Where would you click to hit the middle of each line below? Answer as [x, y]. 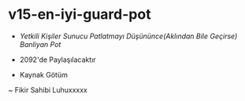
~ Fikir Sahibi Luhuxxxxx [48, 90]
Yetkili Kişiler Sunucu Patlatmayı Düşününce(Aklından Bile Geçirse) [128, 36]
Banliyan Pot [40, 44]
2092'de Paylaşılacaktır [58, 60]
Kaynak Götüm [44, 74]
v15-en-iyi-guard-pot [80, 14]
